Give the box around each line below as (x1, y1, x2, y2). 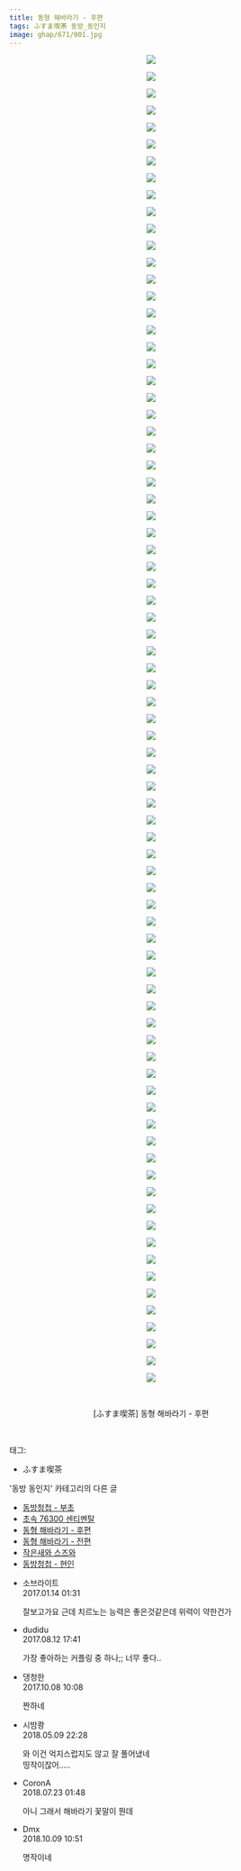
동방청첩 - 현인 (22, 1558, 75, 1569)
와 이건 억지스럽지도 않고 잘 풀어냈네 (22, 1748, 150, 1759)
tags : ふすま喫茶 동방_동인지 (9, 22, 106, 31)
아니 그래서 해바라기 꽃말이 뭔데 (22, 1806, 133, 1817)
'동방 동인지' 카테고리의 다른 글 (9, 1483, 118, 1494)
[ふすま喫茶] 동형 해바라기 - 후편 (93, 1408, 210, 1419)
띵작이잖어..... (22, 1759, 71, 1771)
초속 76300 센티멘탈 (22, 1513, 95, 1524)
